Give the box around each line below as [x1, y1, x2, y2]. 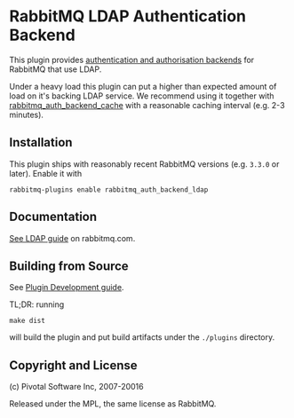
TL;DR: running [9, 299, 65, 310]
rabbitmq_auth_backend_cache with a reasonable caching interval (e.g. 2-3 [9, 99, 286, 110]
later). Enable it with [9, 168, 83, 178]
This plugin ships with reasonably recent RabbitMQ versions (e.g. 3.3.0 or [9, 158, 280, 170]
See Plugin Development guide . [9, 282, 124, 293]
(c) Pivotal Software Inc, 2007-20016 [9, 382, 144, 392]
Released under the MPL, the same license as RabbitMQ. [9, 398, 217, 409]
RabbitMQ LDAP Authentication [9, 6, 247, 27]
